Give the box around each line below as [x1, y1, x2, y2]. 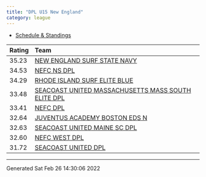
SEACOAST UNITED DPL [34, 143, 106, 151]
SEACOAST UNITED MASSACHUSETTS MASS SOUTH [34, 86, 191, 95]
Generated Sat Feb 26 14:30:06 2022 [6, 164, 101, 172]
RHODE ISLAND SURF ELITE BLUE [34, 76, 134, 84]
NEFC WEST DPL [34, 133, 85, 142]
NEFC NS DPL [34, 66, 75, 74]
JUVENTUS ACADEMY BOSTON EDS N [34, 114, 148, 122]
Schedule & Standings [15, 31, 72, 38]
